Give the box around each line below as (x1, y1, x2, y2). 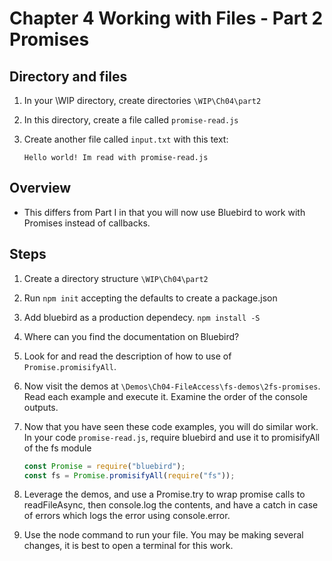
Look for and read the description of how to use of (23, 350, 232, 362)
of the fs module (23, 442, 92, 454)
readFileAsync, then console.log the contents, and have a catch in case (23, 499, 319, 511)
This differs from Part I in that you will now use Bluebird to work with (23, 206, 306, 218)
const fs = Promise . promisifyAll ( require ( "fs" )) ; (23, 470, 236, 481)
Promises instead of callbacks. (23, 217, 151, 229)
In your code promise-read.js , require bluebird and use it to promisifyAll (23, 431, 321, 443)
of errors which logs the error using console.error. (23, 510, 231, 522)
